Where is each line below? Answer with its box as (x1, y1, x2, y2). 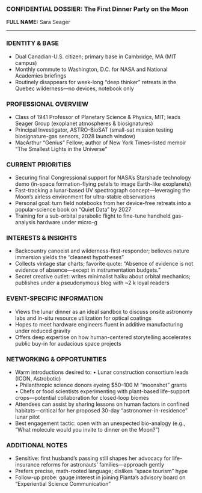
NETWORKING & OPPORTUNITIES (6, 355, 107, 363)
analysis (14, 219, 36, 226)
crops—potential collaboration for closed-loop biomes (14, 394, 149, 402)
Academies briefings (14, 72, 67, 79)
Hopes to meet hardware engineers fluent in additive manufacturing (14, 320, 183, 328)
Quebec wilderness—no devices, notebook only (14, 85, 134, 92)
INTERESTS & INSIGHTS (6, 234, 77, 242)
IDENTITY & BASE (6, 39, 59, 47)
